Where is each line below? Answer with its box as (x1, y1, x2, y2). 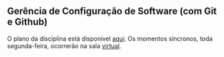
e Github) (7, 16, 48, 28)
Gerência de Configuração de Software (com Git (7, 5, 217, 17)
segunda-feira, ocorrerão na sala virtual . (7, 41, 122, 50)
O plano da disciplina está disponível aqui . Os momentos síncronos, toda (7, 34, 213, 43)
